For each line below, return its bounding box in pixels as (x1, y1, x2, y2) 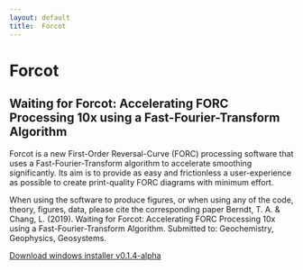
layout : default (9, 13, 70, 22)
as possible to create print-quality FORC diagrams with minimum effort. (9, 176, 274, 187)
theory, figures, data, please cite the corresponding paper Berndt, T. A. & (9, 203, 281, 214)
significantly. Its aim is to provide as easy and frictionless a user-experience (9, 167, 291, 178)
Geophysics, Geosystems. (9, 232, 106, 243)
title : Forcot (9, 22, 67, 31)
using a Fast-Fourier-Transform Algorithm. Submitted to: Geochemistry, (9, 222, 274, 234)
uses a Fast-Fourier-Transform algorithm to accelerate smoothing (9, 157, 252, 168)
